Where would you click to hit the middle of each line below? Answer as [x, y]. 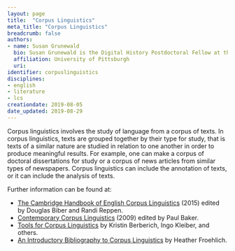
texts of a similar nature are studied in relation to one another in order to [111, 146]
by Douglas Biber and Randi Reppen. [70, 210]
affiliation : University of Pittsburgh [72, 59]
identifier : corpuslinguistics [53, 72]
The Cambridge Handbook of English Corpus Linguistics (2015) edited [119, 203]
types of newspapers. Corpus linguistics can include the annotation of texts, [117, 168]
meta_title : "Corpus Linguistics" [58, 27]
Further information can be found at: [59, 189]
